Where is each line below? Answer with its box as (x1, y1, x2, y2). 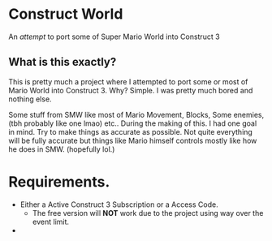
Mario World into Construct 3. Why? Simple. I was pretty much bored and (8, 85, 253, 95)
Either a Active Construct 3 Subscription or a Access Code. (19, 200, 218, 209)
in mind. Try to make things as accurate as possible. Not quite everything (8, 127, 253, 136)
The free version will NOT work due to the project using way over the (32, 208, 264, 217)
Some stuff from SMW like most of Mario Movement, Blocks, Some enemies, (8, 110, 265, 119)
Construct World (8, 5, 123, 24)
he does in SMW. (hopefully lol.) (8, 144, 115, 154)
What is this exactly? (8, 55, 117, 69)
